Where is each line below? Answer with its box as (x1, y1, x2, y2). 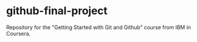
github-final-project (6, 4, 108, 18)
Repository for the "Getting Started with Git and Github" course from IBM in (6, 24, 191, 31)
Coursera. (6, 30, 31, 37)
